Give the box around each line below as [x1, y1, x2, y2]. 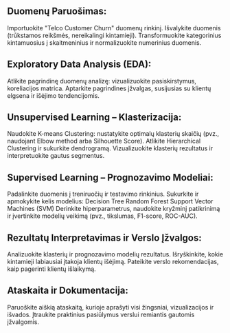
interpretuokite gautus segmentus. [7, 152, 105, 160]
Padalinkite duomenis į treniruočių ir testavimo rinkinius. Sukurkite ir [7, 190, 199, 199]
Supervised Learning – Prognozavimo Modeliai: [7, 172, 214, 183]
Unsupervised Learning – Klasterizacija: [7, 112, 182, 123]
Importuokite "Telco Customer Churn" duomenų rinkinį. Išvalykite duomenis [7, 23, 221, 32]
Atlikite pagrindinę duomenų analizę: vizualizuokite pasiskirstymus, [7, 77, 197, 85]
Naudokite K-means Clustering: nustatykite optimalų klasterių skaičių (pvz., [7, 130, 220, 138]
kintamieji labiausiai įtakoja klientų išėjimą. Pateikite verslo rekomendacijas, [7, 258, 219, 266]
